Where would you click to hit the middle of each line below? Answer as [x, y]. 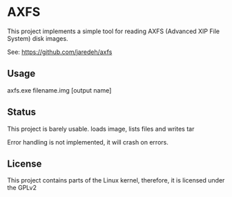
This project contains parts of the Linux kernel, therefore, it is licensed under [116, 180]
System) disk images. [38, 38]
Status [22, 112]
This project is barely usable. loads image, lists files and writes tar [101, 129]
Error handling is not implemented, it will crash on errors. [88, 142]
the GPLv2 [22, 188]
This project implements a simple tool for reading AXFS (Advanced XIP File [113, 31]
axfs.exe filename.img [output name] [59, 90]
